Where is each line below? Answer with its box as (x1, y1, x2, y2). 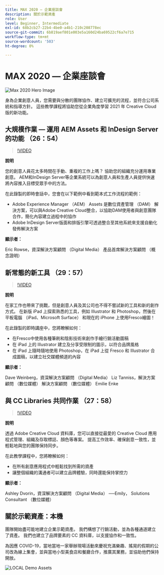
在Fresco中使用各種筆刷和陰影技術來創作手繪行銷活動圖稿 (12, 335, 129, 341)
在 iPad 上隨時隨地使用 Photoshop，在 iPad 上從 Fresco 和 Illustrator (12, 348, 150, 353)
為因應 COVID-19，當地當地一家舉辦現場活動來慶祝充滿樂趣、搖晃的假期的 (5, 543, 155, 549)
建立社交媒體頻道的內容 (33, 354, 81, 360)
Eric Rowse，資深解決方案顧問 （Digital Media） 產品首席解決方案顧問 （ (5, 247, 151, 252)
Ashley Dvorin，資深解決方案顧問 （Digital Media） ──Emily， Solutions (5, 491, 150, 496)
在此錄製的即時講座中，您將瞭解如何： (5, 325, 82, 331)
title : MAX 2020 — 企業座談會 (5, 7, 63, 12)
